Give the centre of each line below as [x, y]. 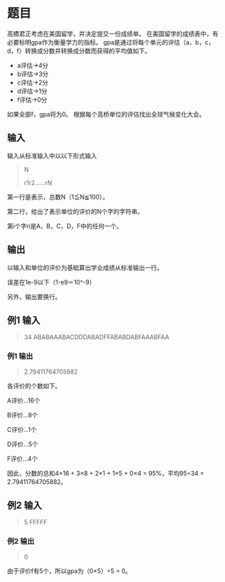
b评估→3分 [33, 74]
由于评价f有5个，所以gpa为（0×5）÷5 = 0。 [69, 571]
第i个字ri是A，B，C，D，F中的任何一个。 [65, 226]
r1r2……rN [38, 182]
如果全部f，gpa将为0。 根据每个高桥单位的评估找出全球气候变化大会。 [106, 114]
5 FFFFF [36, 522]
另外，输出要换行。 [34, 296]
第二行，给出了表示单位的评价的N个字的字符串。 [75, 211]
